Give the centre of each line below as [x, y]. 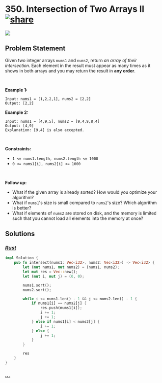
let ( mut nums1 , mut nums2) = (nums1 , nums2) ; [71, 267]
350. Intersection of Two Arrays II [75, 9]
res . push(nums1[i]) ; [61, 308]
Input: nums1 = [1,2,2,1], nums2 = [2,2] [48, 99]
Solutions [20, 234]
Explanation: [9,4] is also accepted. [45, 130]
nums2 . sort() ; [37, 290]
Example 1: [16, 90]
